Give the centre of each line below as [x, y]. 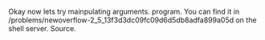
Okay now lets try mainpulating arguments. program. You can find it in [124, 12]
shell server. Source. [42, 28]
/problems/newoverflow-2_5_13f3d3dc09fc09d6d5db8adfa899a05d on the [132, 20]
